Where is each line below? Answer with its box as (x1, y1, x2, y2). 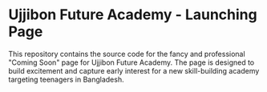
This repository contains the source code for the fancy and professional (8, 49, 246, 58)
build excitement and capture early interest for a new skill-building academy (8, 66, 260, 75)
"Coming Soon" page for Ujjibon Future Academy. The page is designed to (8, 58, 255, 67)
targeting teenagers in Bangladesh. (8, 74, 124, 84)
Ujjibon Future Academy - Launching (8, 6, 258, 24)
